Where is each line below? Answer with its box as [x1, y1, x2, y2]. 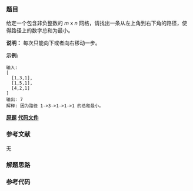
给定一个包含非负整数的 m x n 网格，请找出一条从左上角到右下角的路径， [6, 19, 182, 27]
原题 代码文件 [6, 114, 39, 121]
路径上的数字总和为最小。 [11, 27, 74, 34]
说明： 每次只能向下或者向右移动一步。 [6, 39, 101, 46]
